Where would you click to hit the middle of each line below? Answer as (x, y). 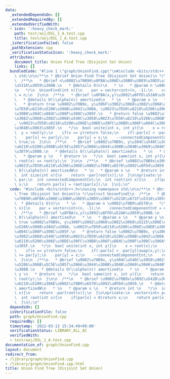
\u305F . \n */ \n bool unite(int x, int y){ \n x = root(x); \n (86, 246)
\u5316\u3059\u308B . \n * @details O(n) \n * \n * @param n (83, 85)
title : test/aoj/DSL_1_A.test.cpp (51, 39)
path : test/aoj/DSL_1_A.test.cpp (50, 33)
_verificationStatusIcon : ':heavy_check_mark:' (61, 52)
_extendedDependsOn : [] (35, 15)
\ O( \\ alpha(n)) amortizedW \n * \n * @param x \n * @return (86, 170)
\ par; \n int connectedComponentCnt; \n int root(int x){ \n (80, 180)
